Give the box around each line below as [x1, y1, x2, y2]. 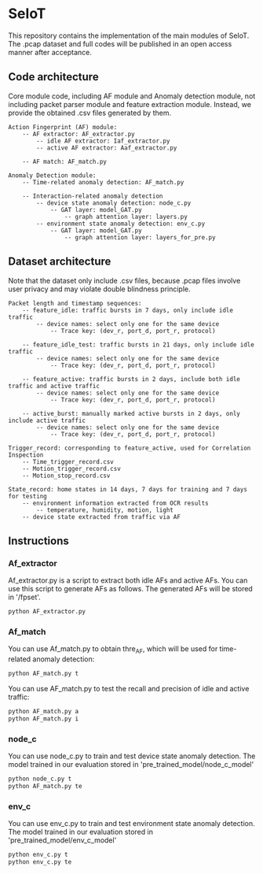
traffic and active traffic [8, 382, 100, 390]
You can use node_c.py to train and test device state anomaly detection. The [8, 751, 256, 761]
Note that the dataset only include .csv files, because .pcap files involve [8, 276, 241, 285]
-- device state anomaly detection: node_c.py [36, 198, 192, 207]
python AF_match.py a [8, 708, 79, 716]
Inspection [8, 450, 44, 459]
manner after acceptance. [8, 47, 92, 57]
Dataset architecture [8, 255, 111, 268]
